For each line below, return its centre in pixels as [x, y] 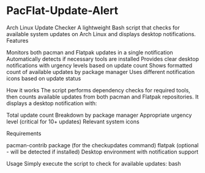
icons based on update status [44, 78]
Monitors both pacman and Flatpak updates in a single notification [90, 52]
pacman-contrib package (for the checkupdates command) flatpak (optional [102, 145]
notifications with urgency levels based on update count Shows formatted [99, 65]
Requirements [24, 133]
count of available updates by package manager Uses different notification [100, 72]
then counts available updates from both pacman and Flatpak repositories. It [102, 97]
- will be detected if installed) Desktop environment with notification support [102, 152]
